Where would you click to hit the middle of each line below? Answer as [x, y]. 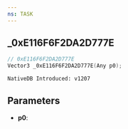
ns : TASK [20, 14]
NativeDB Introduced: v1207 [49, 79]
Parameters [34, 100]
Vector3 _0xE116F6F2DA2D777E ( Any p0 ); [65, 66]
